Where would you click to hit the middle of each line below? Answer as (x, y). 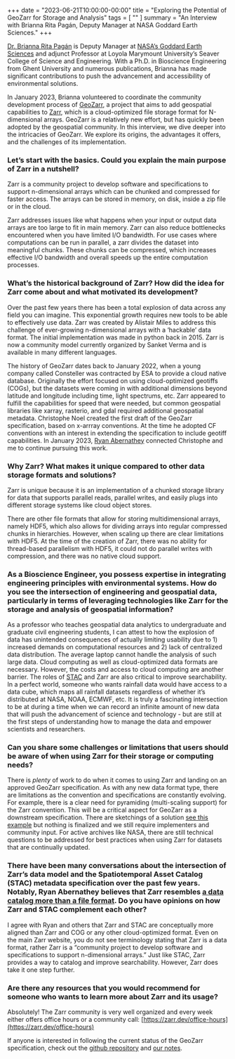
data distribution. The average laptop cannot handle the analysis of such (112, 655)
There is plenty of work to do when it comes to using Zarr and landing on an (117, 780)
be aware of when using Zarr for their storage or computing (110, 756)
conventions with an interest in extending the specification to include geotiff (117, 433)
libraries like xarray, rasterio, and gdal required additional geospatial (106, 410)
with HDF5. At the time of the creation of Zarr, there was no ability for (107, 541)
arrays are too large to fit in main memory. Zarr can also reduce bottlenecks (116, 228)
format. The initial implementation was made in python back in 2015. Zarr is (116, 337)
